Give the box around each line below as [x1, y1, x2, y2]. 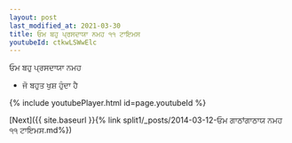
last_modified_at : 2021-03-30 [9, 21, 122, 30]
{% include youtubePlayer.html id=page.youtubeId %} [9, 98, 207, 108]
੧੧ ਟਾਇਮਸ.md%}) [9, 125, 73, 136]
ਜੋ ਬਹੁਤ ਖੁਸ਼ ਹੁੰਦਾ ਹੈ [21, 80, 78, 91]
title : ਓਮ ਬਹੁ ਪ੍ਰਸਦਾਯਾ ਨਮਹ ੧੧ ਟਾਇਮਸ [9, 29, 140, 38]
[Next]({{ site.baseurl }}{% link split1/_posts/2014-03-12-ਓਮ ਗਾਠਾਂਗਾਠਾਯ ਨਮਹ [9, 115, 283, 125]
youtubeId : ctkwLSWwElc [9, 37, 98, 47]
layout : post [9, 12, 58, 22]
